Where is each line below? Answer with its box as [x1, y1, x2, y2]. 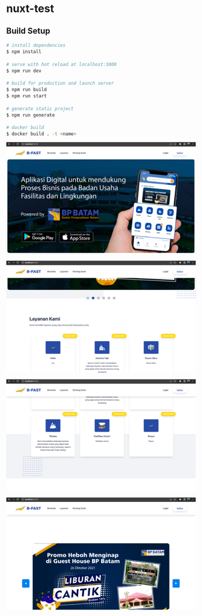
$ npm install [6, 49, 42, 55]
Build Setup [6, 26, 50, 36]
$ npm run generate [6, 112, 55, 118]
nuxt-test [6, 2, 54, 16]
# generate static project [6, 106, 74, 112]
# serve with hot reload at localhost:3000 [6, 61, 117, 67]
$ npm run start [6, 93, 47, 99]
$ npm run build [6, 86, 47, 93]
